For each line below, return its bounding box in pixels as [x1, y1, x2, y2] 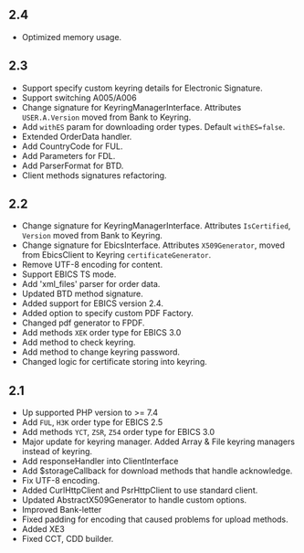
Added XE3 [21, 524, 65, 535]
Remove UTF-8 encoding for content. [21, 260, 163, 271]
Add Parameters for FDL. [21, 150, 116, 161]
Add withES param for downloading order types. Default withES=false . [21, 121, 286, 132]
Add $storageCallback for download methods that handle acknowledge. [21, 465, 293, 476]
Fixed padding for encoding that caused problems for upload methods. [21, 514, 288, 525]
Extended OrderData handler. [21, 131, 132, 142]
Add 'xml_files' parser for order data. [21, 279, 161, 290]
